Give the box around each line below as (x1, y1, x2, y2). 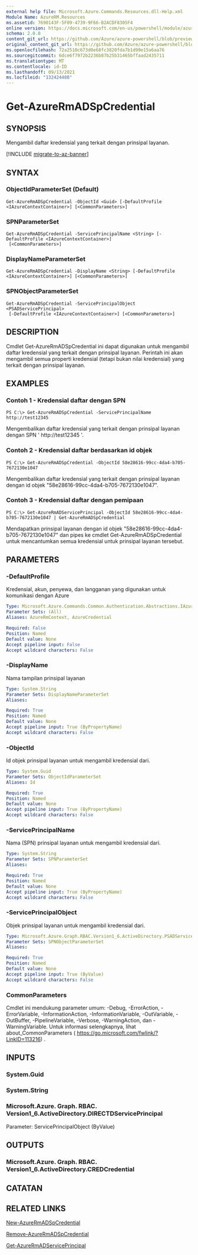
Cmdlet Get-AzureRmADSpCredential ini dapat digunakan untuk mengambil (6, 343, 190, 350)
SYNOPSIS (6, 123, 47, 133)
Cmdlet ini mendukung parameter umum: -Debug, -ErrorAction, (6, 1004, 160, 1011)
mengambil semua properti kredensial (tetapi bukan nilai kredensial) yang (6, 355, 184, 362)
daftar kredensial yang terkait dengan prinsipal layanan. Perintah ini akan (6, 349, 183, 356)
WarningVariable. (6, 1023, 48, 1030)
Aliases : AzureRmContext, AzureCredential (6, 615, 112, 621)
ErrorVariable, (6, 1010, 40, 1018)
